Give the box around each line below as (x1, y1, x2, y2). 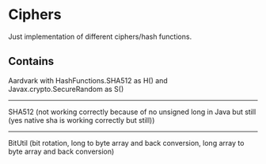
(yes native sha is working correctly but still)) (8, 115, 155, 124)
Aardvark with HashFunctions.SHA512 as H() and (8, 75, 168, 85)
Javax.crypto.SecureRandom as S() (8, 84, 124, 93)
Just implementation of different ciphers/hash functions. (8, 32, 192, 41)
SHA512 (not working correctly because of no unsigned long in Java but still (8, 107, 256, 116)
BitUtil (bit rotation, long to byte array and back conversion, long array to (8, 138, 245, 147)
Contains (8, 55, 54, 68)
